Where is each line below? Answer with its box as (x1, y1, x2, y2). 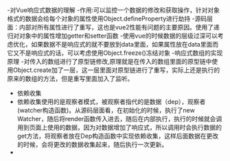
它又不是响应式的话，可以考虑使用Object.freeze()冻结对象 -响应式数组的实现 (7, 49, 223, 57)
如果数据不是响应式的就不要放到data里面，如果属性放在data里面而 (30, 40, 218, 48)
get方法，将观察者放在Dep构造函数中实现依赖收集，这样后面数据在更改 (16, 132, 218, 140)
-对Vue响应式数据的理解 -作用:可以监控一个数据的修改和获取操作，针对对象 (7, 6, 220, 14)
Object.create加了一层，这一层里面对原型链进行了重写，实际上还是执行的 (12, 66, 220, 74)
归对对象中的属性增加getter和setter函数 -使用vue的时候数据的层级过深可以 (7, 32, 218, 40)
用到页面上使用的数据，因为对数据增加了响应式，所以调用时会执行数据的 (16, 123, 222, 132)
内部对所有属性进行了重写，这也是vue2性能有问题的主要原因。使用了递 (19, 23, 220, 31)
